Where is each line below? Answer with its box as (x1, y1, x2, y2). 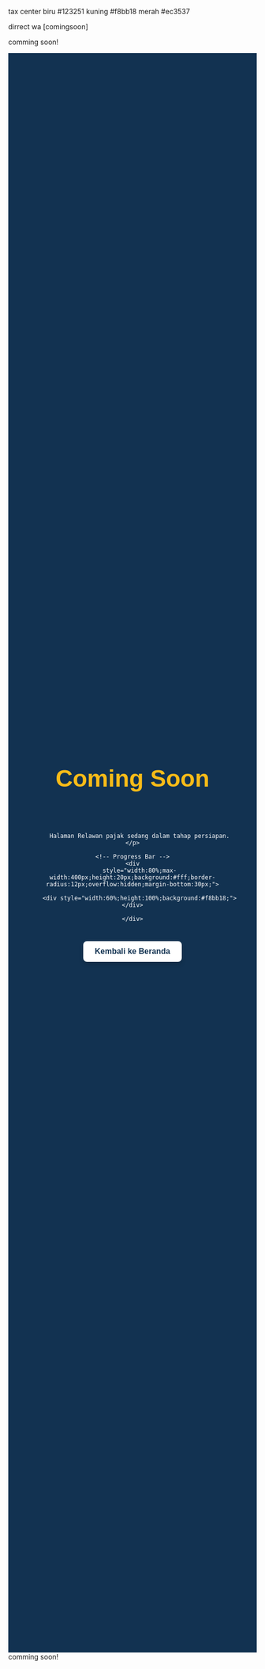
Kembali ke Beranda (94, 947, 171, 957)
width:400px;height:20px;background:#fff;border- (49, 874, 216, 881)
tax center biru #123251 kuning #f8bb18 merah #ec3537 (8, 7, 191, 16)
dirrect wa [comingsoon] (8, 22, 88, 31)
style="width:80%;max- (102, 866, 177, 875)
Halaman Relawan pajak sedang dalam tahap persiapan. (49, 833, 230, 840)
